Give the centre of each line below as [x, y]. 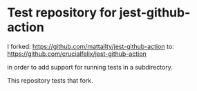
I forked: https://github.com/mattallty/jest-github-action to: [91, 46]
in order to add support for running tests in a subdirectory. [90, 67]
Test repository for [62, 13]
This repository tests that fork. [50, 80]
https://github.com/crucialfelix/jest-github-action [77, 54]
